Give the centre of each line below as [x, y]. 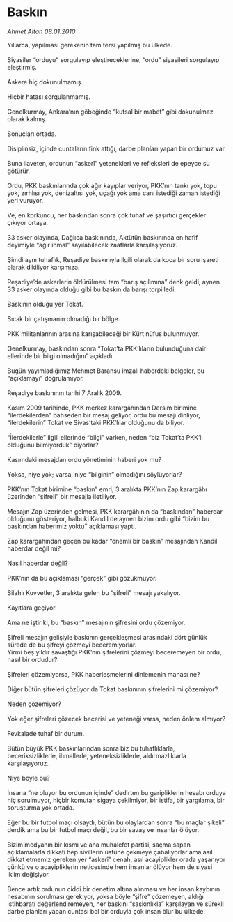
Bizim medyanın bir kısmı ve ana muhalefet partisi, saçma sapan [99, 845]
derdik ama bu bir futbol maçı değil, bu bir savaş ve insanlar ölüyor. [103, 829]
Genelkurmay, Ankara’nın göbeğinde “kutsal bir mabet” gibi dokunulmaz [110, 112]
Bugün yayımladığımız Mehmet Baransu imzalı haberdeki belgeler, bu [106, 371]
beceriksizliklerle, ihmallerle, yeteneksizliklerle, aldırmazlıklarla [97, 755]
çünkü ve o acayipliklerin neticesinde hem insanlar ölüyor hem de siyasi [110, 867]
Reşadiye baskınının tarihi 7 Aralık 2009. [64, 393]
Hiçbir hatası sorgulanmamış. [49, 97]
